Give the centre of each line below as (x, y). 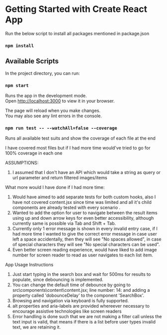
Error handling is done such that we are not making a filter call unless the (87, 317)
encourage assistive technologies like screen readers (67, 311)
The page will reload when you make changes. (53, 110)
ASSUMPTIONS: (22, 163)
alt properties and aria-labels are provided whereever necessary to (81, 306)
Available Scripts (32, 61)
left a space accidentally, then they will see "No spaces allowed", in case (87, 239)
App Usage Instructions (29, 265)
